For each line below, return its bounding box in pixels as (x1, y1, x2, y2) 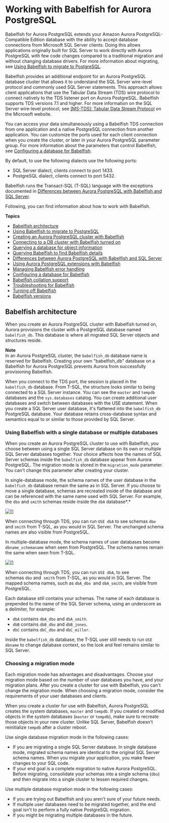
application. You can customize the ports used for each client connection (5, 131, 157, 137)
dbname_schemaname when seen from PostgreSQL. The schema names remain (5, 544, 164, 551)
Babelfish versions (12, 293, 51, 299)
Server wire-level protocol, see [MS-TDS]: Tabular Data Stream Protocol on (5, 105, 161, 112)
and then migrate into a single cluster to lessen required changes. (12, 776, 149, 782)
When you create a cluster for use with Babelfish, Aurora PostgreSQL (5, 703, 149, 709)
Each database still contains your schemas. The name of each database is (5, 595, 160, 601)
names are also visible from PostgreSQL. (5, 529, 90, 535)
